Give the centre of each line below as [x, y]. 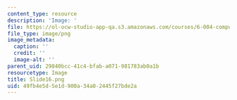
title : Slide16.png [36, 79]
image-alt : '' [34, 60]
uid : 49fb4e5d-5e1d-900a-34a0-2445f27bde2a [72, 86]
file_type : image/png [39, 33]
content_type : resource [42, 14]
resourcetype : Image [38, 73]
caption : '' [31, 46]
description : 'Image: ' [42, 20]
